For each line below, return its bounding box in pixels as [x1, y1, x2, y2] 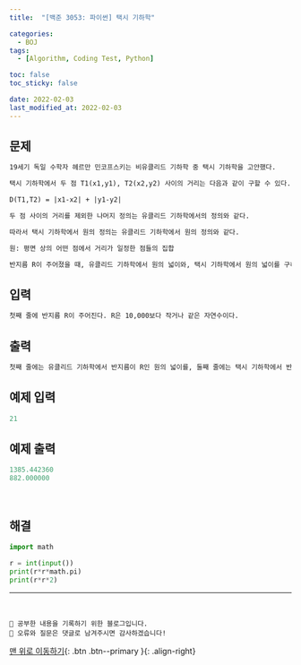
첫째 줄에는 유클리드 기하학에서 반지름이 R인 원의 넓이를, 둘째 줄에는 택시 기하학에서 [9, 363, 282, 372]
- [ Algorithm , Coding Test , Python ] [17, 55, 154, 64]
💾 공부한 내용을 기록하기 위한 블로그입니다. [9, 619, 149, 628]
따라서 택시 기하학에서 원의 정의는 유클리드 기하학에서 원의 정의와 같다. [9, 228, 240, 237]
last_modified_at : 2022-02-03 [9, 103, 123, 112]
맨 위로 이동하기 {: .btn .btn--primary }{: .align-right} [9, 645, 196, 656]
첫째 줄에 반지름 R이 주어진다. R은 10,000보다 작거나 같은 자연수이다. [9, 311, 239, 321]
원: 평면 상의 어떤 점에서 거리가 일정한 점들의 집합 [9, 244, 175, 253]
